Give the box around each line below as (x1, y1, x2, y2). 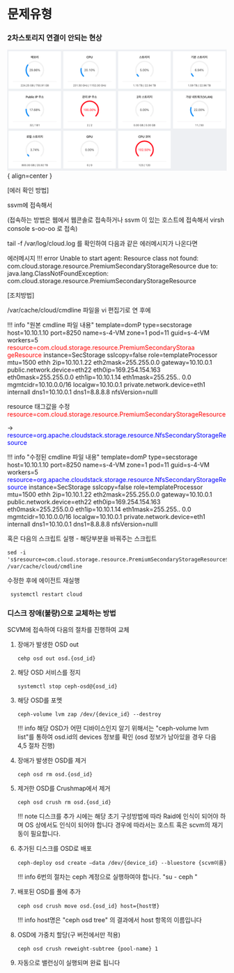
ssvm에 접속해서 (7, 201, 53, 209)
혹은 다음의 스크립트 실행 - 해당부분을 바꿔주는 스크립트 (7, 534, 157, 543)
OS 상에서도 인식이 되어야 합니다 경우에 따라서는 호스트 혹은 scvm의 (24, 821, 210, 829)
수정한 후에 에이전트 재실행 (7, 576, 80, 584)
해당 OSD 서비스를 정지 (17, 668, 81, 677)
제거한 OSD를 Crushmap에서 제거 (17, 784, 111, 792)
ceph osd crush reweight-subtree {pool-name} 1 (17, 946, 158, 953)
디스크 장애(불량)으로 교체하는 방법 (7, 608, 116, 618)
